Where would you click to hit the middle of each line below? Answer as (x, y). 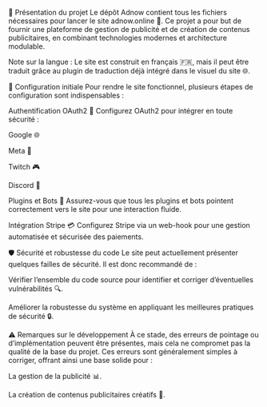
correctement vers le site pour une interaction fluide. (95, 209)
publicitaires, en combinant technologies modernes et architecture (118, 38)
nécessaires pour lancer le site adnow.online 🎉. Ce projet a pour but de (125, 21)
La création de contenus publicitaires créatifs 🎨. (87, 395)
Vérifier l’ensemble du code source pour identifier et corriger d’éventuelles (131, 279)
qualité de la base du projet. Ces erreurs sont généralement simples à (123, 351)
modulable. (27, 46)
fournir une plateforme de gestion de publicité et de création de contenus (129, 29)
